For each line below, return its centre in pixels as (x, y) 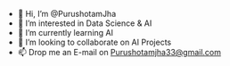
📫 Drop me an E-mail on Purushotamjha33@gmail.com (119, 52)
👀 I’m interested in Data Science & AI (85, 23)
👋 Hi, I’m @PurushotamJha (67, 14)
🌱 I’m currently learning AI (66, 33)
